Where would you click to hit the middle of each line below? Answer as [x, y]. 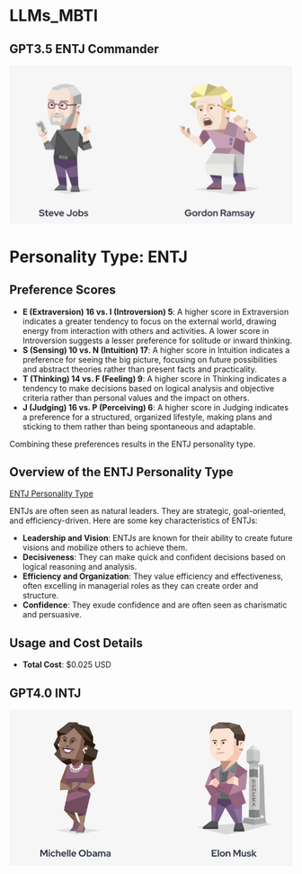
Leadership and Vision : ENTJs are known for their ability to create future [157, 538]
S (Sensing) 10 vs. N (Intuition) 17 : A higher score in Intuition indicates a [156, 350]
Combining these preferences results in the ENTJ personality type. [133, 444]
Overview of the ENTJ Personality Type [121, 472]
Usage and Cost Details [76, 643]
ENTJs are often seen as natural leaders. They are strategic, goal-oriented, [147, 511]
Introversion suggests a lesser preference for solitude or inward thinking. [157, 340]
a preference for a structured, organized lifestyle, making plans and [147, 417]
